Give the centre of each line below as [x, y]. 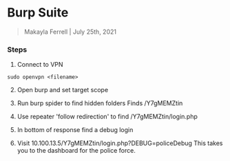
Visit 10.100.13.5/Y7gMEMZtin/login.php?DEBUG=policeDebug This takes [120, 143]
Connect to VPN [40, 65]
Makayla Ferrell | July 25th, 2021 [70, 32]
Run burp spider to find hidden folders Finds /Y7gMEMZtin [100, 103]
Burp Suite [38, 13]
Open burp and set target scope [63, 90]
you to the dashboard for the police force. [76, 151]
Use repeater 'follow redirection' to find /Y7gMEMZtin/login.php [107, 117]
